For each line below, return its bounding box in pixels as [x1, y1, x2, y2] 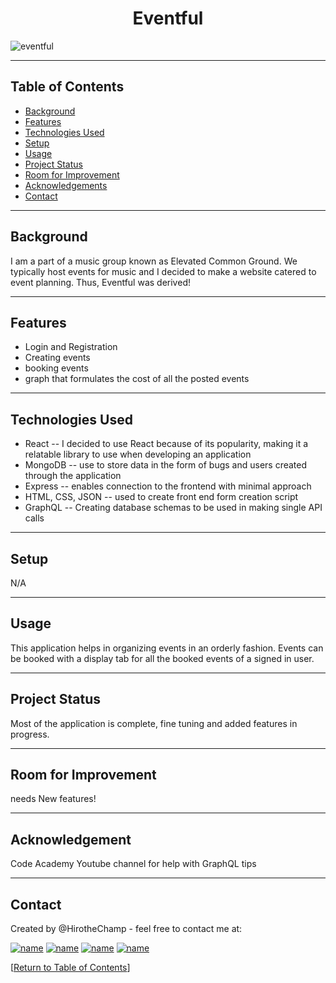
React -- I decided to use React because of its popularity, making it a [24, 438, 309, 450]
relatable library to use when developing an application [24, 448, 252, 461]
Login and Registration [24, 341, 118, 353]
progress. [10, 728, 50, 740]
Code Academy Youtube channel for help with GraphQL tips [10, 858, 257, 870]
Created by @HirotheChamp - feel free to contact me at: [10, 923, 243, 935]
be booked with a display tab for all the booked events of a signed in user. [10, 652, 315, 664]
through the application [24, 470, 122, 482]
